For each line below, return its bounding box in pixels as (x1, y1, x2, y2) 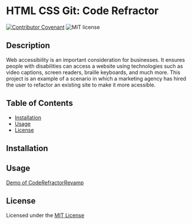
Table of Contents (6, 98, 74, 108)
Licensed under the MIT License (6, 212, 84, 219)
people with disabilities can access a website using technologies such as (6, 62, 184, 69)
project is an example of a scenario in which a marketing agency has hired (6, 75, 187, 82)
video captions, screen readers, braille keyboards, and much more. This (6, 69, 181, 76)
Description (6, 41, 50, 51)
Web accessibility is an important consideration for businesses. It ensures (6, 56, 186, 63)
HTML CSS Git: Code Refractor (6, 4, 159, 18)
